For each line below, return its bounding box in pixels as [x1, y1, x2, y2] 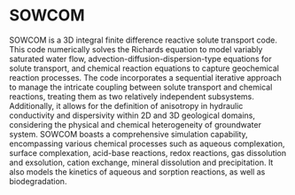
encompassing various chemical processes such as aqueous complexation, [9, 138, 285, 149]
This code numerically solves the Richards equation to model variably [9, 43, 263, 54]
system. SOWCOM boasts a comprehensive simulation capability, [9, 129, 248, 139]
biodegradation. [9, 175, 67, 186]
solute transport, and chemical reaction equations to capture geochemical [9, 63, 280, 74]
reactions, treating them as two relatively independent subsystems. [9, 90, 255, 102]
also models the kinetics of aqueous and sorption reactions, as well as [9, 166, 266, 177]
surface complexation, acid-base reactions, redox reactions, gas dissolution [9, 147, 287, 158]
